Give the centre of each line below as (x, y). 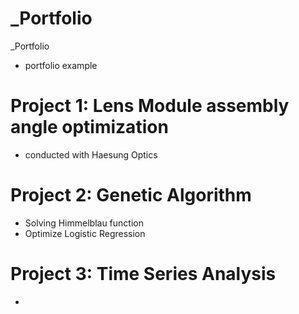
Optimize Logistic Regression (85, 233)
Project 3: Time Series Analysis (143, 274)
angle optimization (89, 127)
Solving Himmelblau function (84, 223)
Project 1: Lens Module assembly (150, 106)
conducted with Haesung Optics (91, 154)
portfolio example (61, 65)
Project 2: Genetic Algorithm (131, 195)
